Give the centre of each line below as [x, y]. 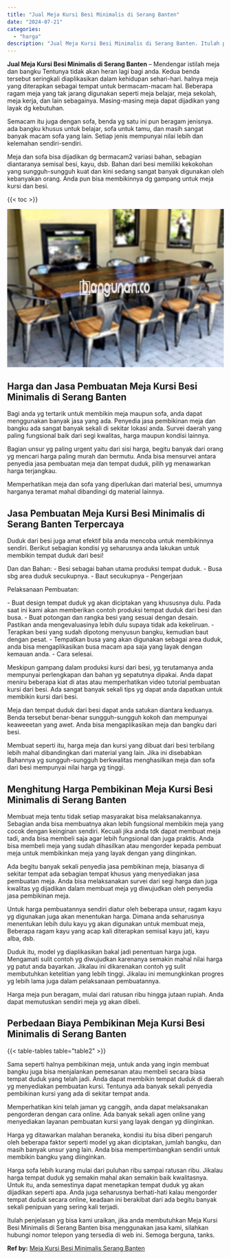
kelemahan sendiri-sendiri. [45, 143]
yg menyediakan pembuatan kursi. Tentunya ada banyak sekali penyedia [110, 1086]
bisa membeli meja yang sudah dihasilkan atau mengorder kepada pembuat [114, 846]
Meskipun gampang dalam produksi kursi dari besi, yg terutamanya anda [110, 667]
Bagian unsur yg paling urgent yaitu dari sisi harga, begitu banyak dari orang [115, 449]
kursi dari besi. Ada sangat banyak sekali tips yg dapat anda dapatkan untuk [115, 689]
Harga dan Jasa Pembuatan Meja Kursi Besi [102, 386]
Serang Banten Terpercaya [66, 524]
